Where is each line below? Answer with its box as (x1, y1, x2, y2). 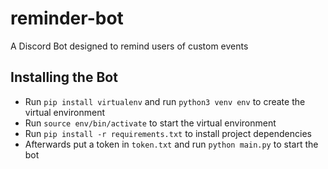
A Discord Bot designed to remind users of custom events (10, 40, 249, 52)
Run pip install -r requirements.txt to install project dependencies (24, 127, 312, 139)
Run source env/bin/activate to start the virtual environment (24, 117, 277, 129)
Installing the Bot (10, 69, 118, 86)
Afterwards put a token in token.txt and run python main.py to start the (24, 138, 319, 150)
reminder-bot (10, 7, 124, 30)
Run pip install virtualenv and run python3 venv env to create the (24, 95, 306, 107)
